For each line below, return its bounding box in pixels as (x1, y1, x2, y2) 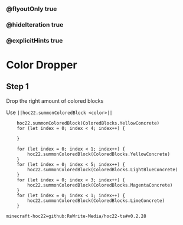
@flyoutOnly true (6, 5, 57, 13)
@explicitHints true (6, 36, 63, 44)
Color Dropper (6, 58, 78, 71)
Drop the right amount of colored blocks (6, 97, 104, 105)
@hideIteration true (6, 20, 64, 28)
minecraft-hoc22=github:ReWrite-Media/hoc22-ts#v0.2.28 (6, 213, 146, 219)
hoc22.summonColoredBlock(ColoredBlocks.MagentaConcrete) (27, 182, 173, 188)
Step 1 (6, 81, 30, 92)
